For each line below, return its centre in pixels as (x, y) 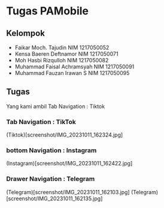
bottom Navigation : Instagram (51, 150)
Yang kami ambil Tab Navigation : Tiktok (56, 106)
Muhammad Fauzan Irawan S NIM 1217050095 (72, 73)
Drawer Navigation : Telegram (51, 179)
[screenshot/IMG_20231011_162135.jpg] (54, 198)
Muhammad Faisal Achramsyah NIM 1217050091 (75, 67)
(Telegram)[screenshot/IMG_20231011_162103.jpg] (68, 192)
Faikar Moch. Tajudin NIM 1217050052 (62, 47)
